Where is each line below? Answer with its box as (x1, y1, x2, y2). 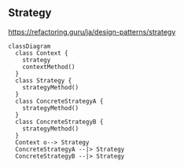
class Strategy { (15, 76, 72, 85)
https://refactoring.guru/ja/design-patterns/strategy (8, 27, 176, 36)
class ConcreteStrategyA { (15, 97, 104, 105)
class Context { (15, 49, 68, 57)
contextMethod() (22, 63, 76, 71)
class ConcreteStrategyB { (15, 118, 104, 126)
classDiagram (8, 42, 51, 50)
